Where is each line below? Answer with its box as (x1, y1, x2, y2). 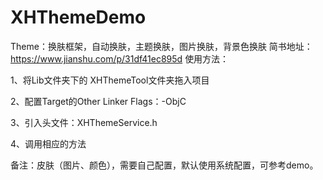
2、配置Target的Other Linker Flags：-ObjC (10, 95, 187, 107)
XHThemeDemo (10, 6, 147, 29)
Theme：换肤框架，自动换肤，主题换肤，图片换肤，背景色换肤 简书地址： (10, 40, 313, 52)
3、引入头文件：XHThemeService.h (10, 116, 158, 128)
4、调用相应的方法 (10, 137, 87, 150)
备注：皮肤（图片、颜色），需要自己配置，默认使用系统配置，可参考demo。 (10, 159, 319, 171)
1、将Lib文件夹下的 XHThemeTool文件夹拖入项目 (10, 74, 210, 86)
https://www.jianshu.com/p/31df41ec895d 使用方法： (10, 52, 230, 65)
